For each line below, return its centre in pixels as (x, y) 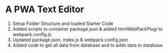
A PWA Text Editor (45, 9)
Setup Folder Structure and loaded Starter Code (63, 23)
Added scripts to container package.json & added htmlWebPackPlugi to (88, 29)
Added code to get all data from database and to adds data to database (88, 45)
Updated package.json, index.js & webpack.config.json (70, 40)
